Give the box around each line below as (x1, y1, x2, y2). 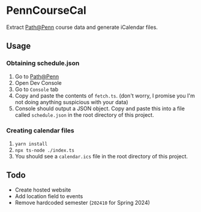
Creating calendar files (6, 126, 74, 134)
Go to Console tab (14, 86, 59, 93)
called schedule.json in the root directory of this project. (14, 111, 154, 118)
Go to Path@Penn (14, 73, 59, 80)
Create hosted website (14, 186, 71, 193)
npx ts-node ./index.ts (14, 147, 75, 154)
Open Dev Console (14, 79, 62, 86)
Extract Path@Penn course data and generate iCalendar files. (6, 23, 158, 31)
